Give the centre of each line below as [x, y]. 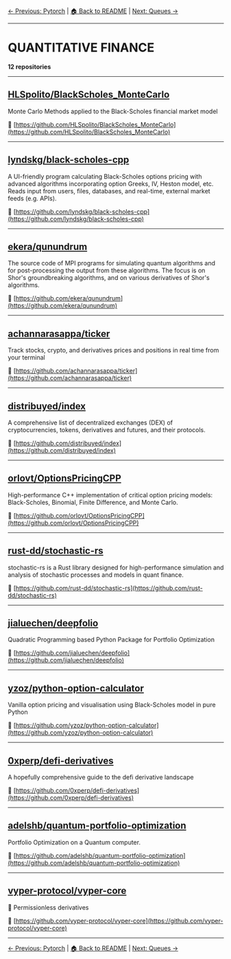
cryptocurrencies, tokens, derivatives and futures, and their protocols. [107, 430]
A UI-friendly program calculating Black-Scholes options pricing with [105, 176]
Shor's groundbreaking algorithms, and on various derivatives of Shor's [109, 278]
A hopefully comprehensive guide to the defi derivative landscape [101, 777]
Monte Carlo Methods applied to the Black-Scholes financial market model [113, 111]
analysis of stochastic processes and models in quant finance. [96, 575]
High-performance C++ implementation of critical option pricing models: [110, 495]
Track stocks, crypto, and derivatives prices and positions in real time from [113, 351]
